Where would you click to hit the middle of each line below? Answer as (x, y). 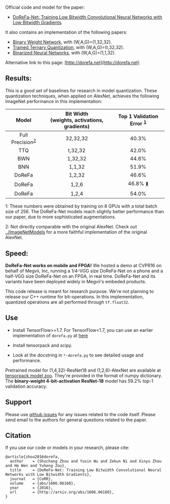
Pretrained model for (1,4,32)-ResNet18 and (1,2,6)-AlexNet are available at (83, 370)
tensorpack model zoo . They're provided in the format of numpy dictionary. (84, 375)
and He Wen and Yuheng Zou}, (36, 466)
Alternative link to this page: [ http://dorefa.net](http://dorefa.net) (73, 62)
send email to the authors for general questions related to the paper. (76, 420)
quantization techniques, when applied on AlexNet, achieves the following (82, 96)
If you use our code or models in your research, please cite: (68, 448)
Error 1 (138, 123)
